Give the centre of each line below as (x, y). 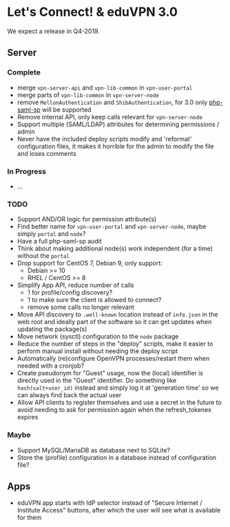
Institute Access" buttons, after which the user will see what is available (119, 510)
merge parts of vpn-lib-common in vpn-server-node (88, 95)
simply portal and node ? (51, 234)
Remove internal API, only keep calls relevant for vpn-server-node (110, 117)
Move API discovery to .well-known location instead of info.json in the (117, 315)
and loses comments (47, 153)
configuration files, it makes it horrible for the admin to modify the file (116, 146)
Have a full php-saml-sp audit (59, 241)
